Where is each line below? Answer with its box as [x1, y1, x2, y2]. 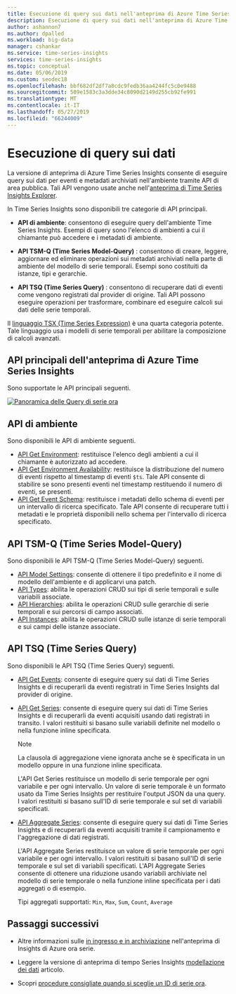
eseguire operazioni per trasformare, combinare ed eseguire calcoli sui [17, 298, 223, 306]
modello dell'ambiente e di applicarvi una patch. [17, 578, 157, 586]
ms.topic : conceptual [7, 63, 71, 70]
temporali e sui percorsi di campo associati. [17, 608, 144, 616]
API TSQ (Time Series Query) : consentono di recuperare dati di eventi [17, 283, 223, 291]
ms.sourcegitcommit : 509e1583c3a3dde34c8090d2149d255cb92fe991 [7, 89, 197, 96]
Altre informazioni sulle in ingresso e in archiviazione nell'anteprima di [17, 936, 220, 945]
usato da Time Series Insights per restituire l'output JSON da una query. [17, 789, 226, 798]
